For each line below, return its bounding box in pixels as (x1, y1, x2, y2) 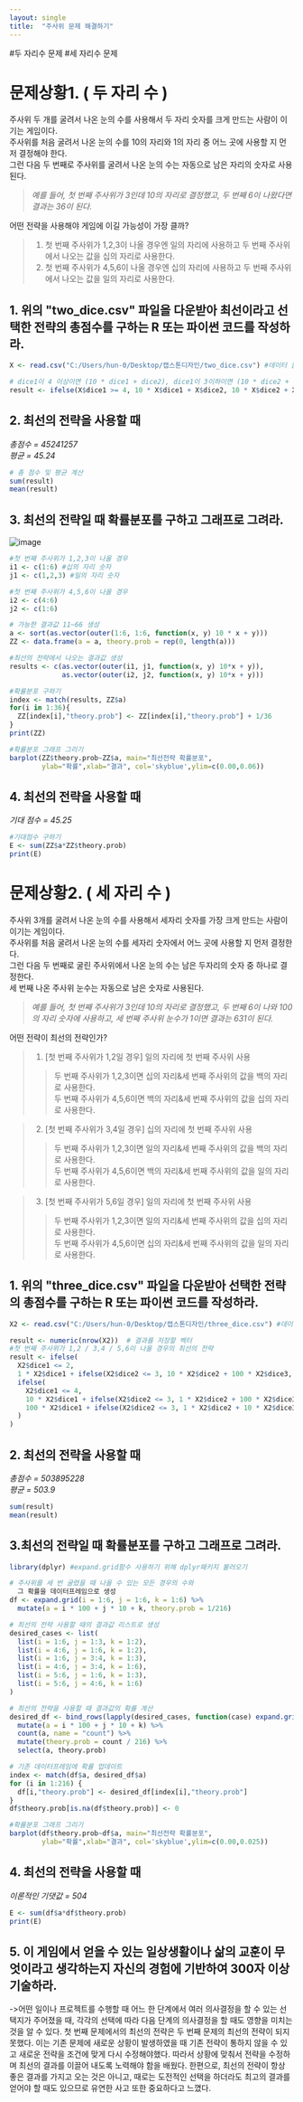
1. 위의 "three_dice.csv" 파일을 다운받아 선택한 (9, 1278, 262, 1294)
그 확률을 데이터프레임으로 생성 (17, 1588, 116, 1597)
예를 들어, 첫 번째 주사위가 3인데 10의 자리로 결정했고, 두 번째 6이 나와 (31, 1001, 278, 1013)
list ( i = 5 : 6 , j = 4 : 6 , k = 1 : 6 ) (17, 1679, 143, 1689)
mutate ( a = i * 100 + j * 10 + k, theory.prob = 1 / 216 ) (17, 1604, 232, 1614)
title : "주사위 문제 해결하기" (9, 22, 115, 31)
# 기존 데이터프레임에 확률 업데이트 (9, 1762, 123, 1772)
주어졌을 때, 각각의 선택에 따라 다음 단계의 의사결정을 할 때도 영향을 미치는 (32, 2015, 293, 2026)
